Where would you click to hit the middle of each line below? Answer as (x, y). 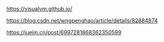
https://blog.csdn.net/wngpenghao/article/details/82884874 (82, 20)
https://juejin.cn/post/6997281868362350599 (64, 32)
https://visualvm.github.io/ (39, 9)
